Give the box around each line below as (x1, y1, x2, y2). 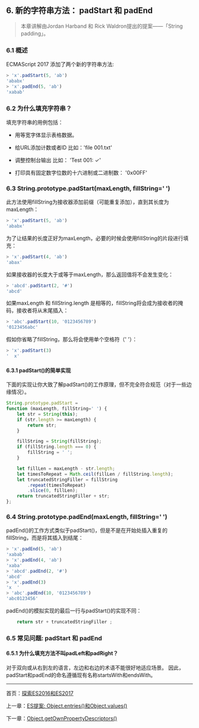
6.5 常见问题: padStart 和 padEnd (6, 634, 102, 642)
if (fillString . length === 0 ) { (17, 444, 97, 450)
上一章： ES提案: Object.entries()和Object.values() (6, 703, 127, 710)
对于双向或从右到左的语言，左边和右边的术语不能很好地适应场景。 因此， (6, 664, 184, 671)
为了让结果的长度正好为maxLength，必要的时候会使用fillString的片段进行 (6, 235, 184, 242)
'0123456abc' (6, 325, 38, 331)
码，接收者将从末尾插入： (6, 307, 69, 314)
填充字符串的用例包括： (6, 118, 63, 126)
